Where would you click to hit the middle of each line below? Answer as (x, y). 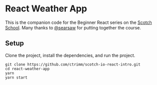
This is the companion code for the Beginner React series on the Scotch (78, 22)
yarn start (16, 78)
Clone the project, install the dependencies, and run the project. (70, 55)
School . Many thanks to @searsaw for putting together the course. (73, 27)
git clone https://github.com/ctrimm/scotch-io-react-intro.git (73, 64)
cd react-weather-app (27, 69)
